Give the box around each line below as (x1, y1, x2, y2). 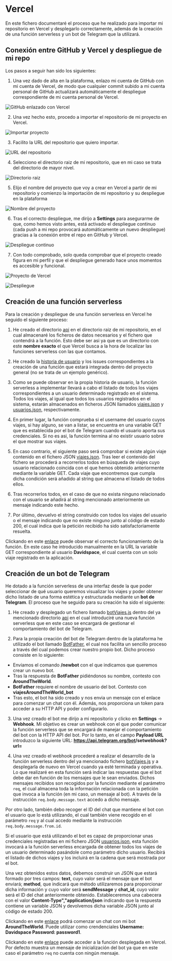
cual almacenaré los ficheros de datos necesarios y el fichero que (12, 332, 152, 338)
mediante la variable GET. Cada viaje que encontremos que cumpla (12, 470, 156, 476)
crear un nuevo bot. (12, 668, 55, 674)
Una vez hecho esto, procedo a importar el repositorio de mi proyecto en (12, 114, 167, 120)
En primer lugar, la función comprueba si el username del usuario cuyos (12, 416, 165, 422)
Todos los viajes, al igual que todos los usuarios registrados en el (12, 395, 151, 401)
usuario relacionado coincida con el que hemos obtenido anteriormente (12, 465, 164, 471)
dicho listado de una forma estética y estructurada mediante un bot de (5, 594, 155, 600)
